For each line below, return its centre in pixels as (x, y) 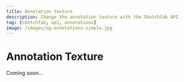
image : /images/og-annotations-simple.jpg (59, 28)
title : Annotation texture (39, 11)
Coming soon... (25, 73)
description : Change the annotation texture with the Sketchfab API (92, 17)
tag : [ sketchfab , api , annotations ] (51, 22)
